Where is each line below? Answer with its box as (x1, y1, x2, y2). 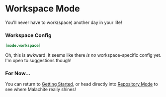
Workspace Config (5, 32, 52, 39)
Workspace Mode (5, 3, 81, 14)
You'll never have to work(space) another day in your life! (5, 19, 123, 25)
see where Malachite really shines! (5, 87, 76, 93)
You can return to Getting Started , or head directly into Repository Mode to (5, 81, 158, 87)
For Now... (5, 70, 31, 77)
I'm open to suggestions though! (5, 58, 72, 64)
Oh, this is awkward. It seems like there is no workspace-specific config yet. (5, 52, 162, 58)
